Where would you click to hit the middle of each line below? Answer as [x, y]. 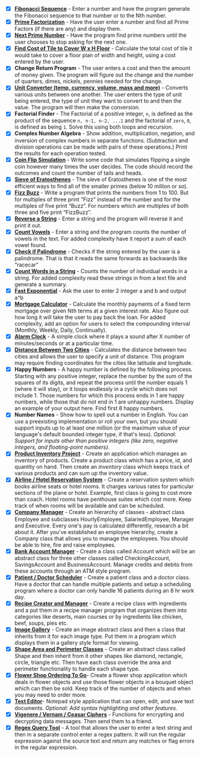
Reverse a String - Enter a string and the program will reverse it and [98, 218]
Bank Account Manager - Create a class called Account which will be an [105, 551]
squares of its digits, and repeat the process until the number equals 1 [101, 382]
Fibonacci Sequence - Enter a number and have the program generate [102, 9]
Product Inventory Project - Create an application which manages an [100, 454]
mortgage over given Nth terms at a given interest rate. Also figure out [101, 311]
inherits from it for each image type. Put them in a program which [95, 636]
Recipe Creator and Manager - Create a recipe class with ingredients [100, 603]
